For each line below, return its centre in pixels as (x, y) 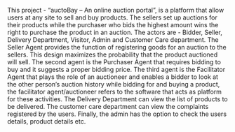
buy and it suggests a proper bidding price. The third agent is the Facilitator (116, 69)
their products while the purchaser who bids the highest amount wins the (113, 25)
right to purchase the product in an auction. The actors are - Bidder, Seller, (115, 32)
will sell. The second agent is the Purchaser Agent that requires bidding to (114, 62)
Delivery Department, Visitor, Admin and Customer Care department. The (113, 40)
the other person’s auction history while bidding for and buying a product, (114, 84)
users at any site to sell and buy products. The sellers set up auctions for (112, 17)
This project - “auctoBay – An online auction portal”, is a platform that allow (116, 10)
